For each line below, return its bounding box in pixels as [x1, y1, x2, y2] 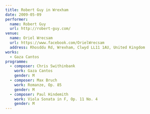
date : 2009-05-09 [5, 12, 42, 17]
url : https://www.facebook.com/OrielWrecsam [10, 40, 105, 45]
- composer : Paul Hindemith [10, 92, 69, 97]
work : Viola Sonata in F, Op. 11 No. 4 [14, 96, 98, 101]
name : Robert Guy [10, 21, 46, 27]
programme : [5, 59, 28, 64]
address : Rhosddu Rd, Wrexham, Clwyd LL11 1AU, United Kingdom [10, 45, 145, 50]
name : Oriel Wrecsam [10, 36, 53, 41]
